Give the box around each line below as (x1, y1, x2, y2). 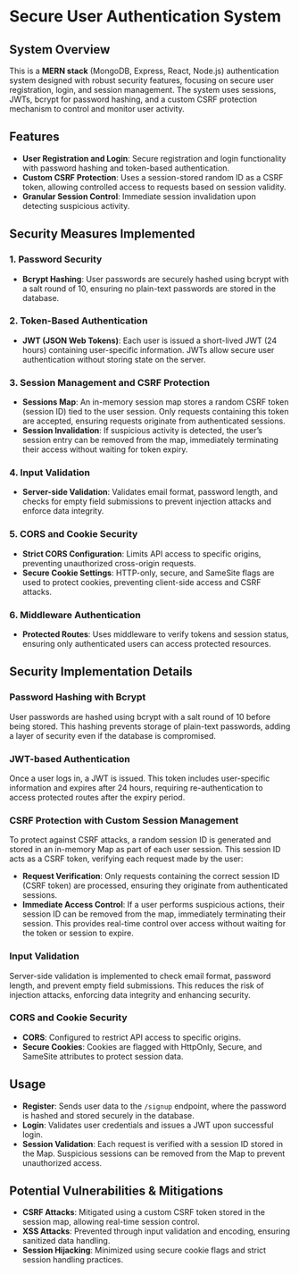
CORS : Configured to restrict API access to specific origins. (21, 1032, 242, 1043)
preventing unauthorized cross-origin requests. (21, 557, 196, 568)
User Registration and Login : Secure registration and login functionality (21, 153, 287, 163)
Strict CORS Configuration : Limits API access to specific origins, (21, 548, 262, 559)
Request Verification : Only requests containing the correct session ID (21, 871, 280, 882)
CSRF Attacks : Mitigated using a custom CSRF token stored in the (21, 1207, 266, 1218)
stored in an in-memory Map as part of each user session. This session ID (9, 844, 281, 855)
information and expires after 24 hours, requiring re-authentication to (9, 782, 263, 792)
